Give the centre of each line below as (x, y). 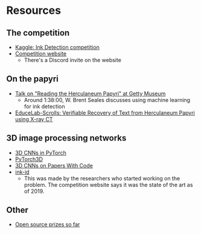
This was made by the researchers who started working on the (102, 178)
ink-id (22, 172)
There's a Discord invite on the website (73, 60)
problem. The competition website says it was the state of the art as (108, 185)
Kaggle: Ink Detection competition (57, 47)
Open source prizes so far (47, 224)
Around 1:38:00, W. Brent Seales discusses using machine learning (107, 100)
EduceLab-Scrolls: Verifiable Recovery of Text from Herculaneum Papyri (105, 113)
